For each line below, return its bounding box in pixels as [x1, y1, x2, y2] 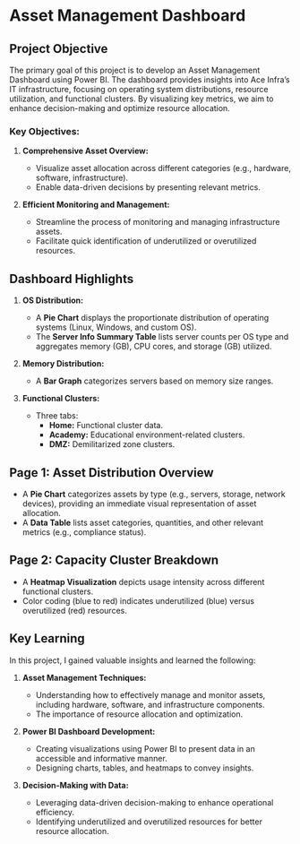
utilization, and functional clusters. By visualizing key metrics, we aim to [9, 93, 274, 104]
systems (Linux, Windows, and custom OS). [35, 322, 197, 332]
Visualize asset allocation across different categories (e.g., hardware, [35, 163, 291, 174]
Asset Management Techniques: [21, 672, 147, 683]
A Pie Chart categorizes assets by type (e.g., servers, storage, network [21, 488, 286, 499]
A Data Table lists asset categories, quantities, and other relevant [21, 517, 264, 528]
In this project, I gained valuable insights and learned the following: [9, 655, 256, 666]
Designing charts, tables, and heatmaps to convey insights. [35, 762, 254, 773]
